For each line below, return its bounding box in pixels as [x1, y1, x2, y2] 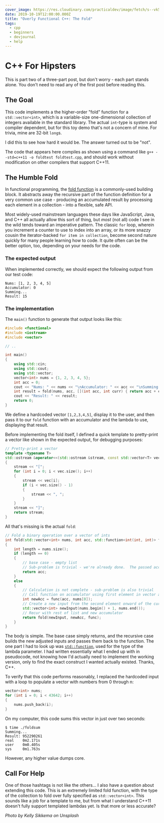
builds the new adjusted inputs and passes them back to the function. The [5, 638, 154, 644]
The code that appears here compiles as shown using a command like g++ [5, 149, 154, 154]
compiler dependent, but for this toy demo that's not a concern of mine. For [5, 125, 157, 130]
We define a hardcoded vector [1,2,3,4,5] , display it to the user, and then [5, 411, 155, 417]
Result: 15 [5, 294, 27, 299]
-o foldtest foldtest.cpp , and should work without [29, 154, 134, 160]
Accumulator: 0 [5, 285, 36, 290]
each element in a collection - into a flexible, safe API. [5, 202, 113, 208]
